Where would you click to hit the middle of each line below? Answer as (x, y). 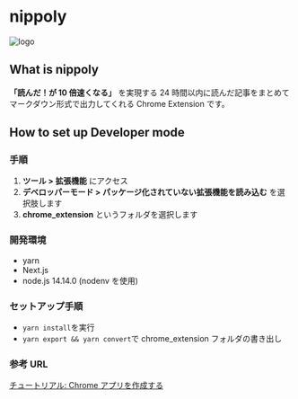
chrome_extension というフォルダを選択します (110, 215)
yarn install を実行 (58, 328)
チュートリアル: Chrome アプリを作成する (87, 386)
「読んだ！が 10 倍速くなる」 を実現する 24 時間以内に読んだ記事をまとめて (149, 93)
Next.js (35, 270)
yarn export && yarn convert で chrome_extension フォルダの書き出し (152, 339)
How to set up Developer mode (97, 133)
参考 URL (29, 364)
